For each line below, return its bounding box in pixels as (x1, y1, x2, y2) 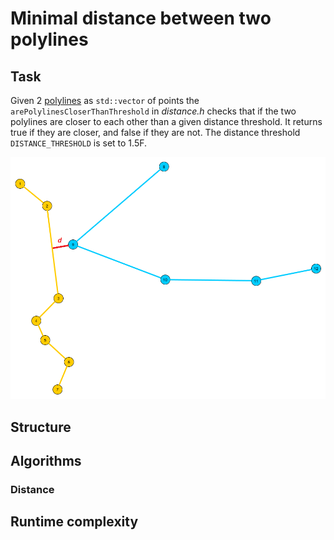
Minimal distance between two (10, 7, 272, 30)
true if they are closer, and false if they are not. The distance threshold (10, 127, 301, 138)
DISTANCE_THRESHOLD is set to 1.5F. (10, 137, 148, 149)
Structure (10, 418, 72, 436)
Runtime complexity (10, 513, 139, 531)
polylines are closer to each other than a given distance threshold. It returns (10, 116, 323, 127)
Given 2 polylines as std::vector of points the (10, 95, 200, 106)
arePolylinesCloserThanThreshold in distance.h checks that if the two (10, 105, 297, 117)
